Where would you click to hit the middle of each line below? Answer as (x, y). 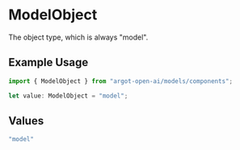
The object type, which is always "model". (78, 37)
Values (26, 121)
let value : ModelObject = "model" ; (68, 96)
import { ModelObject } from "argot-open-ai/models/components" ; (120, 81)
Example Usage (48, 62)
